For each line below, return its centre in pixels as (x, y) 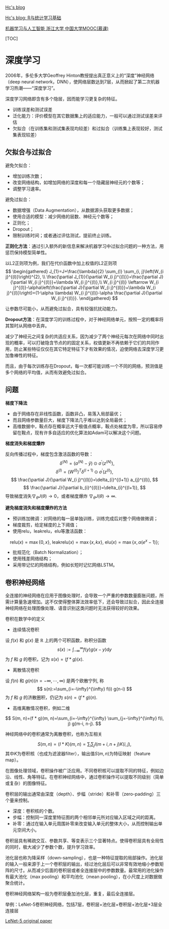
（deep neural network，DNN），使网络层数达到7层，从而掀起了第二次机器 (82, 82)
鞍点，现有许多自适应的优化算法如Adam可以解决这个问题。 (83, 432)
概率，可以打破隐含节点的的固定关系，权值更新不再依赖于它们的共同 (84, 342)
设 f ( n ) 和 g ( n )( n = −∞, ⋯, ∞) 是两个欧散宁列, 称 (55, 681)
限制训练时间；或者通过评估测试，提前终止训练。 (63, 235)
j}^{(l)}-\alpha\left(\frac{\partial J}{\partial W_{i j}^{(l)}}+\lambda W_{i (84, 287)
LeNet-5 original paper (29, 921)
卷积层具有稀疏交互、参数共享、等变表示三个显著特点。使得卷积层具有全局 (82, 841)
